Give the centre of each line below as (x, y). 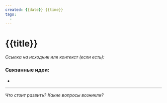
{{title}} (22, 43)
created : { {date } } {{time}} (34, 10)
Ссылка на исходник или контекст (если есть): (55, 57)
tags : (11, 14)
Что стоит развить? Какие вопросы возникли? (54, 95)
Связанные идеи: (27, 70)
